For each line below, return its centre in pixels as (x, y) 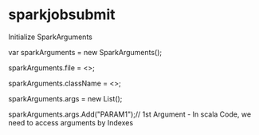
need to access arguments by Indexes (71, 122)
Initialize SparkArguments (51, 37)
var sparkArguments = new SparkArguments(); (85, 52)
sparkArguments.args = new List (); (65, 98)
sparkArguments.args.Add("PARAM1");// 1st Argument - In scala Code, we (130, 114)
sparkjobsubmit (62, 15)
